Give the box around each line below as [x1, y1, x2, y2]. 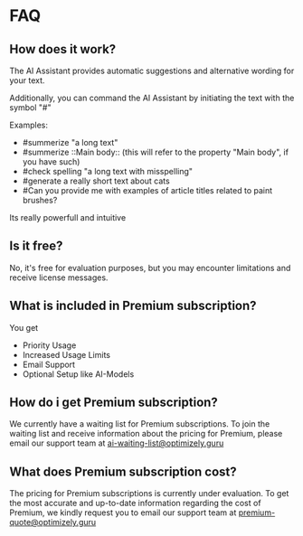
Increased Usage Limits [22, 349, 111, 360]
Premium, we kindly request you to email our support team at [9, 507, 237, 518]
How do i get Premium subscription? [9, 395, 219, 410]
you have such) [22, 156, 80, 167]
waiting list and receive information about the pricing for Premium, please [9, 428, 283, 439]
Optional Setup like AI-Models [22, 368, 135, 380]
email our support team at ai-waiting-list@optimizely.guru [9, 437, 224, 448]
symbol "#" [9, 102, 52, 113]
